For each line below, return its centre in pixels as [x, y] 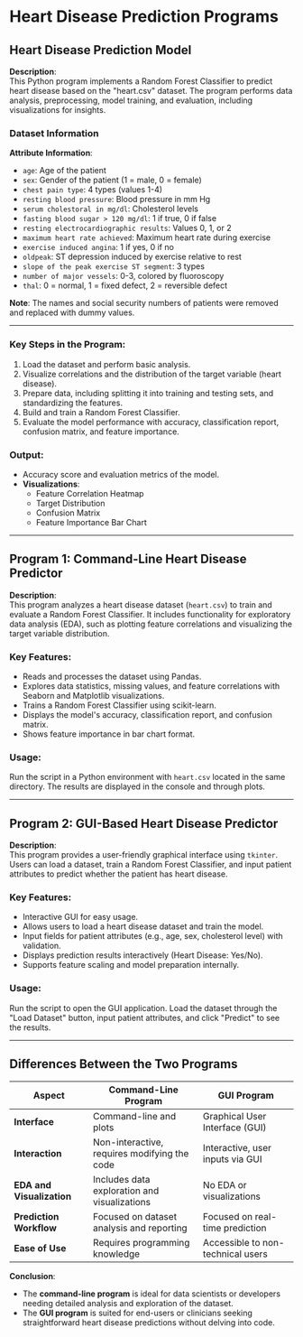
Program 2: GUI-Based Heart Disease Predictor [144, 823]
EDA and [33, 1184]
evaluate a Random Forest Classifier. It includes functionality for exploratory [150, 614]
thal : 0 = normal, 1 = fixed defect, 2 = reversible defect [125, 285]
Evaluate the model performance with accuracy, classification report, [151, 422]
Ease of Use [40, 1248]
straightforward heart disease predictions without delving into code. [148, 1322]
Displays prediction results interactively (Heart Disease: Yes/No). [142, 955]
